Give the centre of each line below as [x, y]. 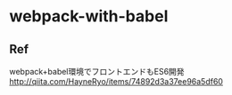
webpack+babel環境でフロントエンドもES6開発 [97, 71]
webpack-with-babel [89, 16]
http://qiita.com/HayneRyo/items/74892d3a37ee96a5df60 [116, 81]
